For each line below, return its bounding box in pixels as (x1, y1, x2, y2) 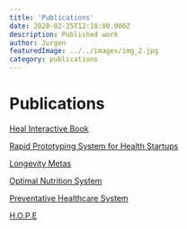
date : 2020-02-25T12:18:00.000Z (9, 22, 130, 31)
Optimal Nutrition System (9, 175, 102, 186)
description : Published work (9, 30, 119, 39)
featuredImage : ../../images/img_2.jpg (9, 47, 159, 56)
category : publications (9, 55, 99, 64)
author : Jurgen (9, 38, 67, 48)
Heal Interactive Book (9, 123, 89, 134)
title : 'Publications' (9, 13, 94, 22)
